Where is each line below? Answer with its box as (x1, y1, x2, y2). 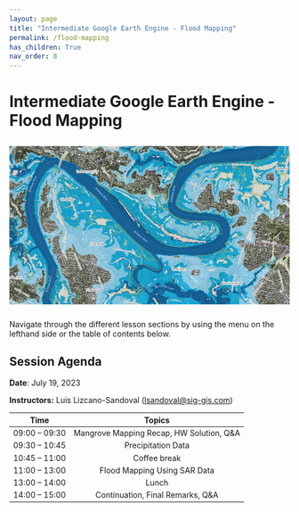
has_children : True (9, 43, 82, 52)
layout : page (9, 14, 58, 23)
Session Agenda (9, 354, 102, 369)
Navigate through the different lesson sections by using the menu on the (9, 318, 275, 329)
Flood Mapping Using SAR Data (99, 465, 215, 475)
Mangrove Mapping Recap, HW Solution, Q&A (73, 428, 240, 439)
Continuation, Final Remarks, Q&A (94, 490, 219, 500)
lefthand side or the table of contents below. (9, 328, 171, 339)
